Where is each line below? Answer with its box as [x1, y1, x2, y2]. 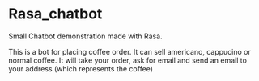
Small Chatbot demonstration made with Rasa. [8, 31, 163, 41]
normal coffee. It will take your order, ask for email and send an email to [8, 55, 247, 65]
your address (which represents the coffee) [8, 63, 154, 73]
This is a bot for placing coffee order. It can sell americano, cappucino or [8, 47, 251, 56]
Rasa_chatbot [8, 5, 103, 23]
